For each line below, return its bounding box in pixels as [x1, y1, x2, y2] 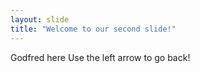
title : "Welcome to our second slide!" [10, 24, 177, 34]
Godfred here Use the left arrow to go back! [10, 51, 191, 63]
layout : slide [10, 14, 70, 25]
